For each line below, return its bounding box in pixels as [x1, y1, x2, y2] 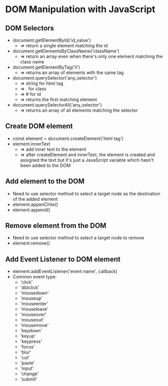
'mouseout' [20, 317, 44, 323]
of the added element [12, 196, 58, 202]
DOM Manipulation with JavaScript [5, 4, 156, 15]
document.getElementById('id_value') [12, 37, 91, 43]
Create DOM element [5, 122, 73, 130]
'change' [20, 371, 39, 377]
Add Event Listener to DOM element [5, 255, 121, 263]
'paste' [20, 360, 35, 366]
